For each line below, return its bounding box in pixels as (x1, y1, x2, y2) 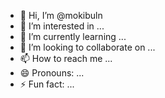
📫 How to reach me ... (19, 53, 113, 64)
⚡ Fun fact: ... (19, 78, 75, 90)
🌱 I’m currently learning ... (19, 31, 127, 42)
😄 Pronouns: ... (19, 67, 85, 79)
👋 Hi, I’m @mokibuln (19, 10, 103, 21)
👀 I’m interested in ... (19, 20, 105, 32)
